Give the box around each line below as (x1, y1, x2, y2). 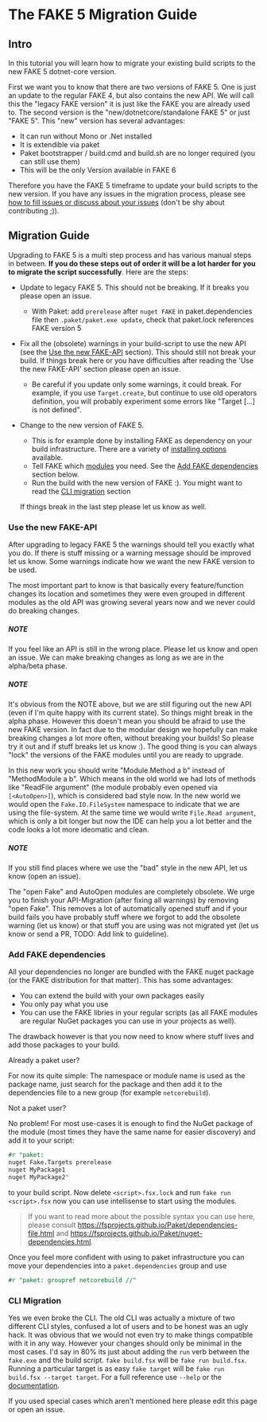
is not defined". (31, 404, 82, 415)
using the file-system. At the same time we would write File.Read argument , (8, 808, 257, 817)
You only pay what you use (19, 999, 109, 1009)
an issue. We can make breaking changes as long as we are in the (8, 653, 224, 662)
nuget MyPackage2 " (8, 1173, 69, 1181)
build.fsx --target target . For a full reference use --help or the (8, 1372, 222, 1381)
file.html (27, 1228, 55, 1238)
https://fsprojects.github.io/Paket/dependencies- (77, 1220, 238, 1229)
